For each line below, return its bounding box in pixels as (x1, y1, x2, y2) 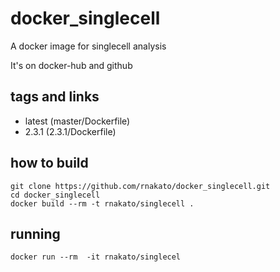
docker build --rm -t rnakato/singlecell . (10, 198, 195, 209)
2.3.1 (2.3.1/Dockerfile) (24, 125, 117, 137)
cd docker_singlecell (10, 190, 101, 200)
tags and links (10, 88, 100, 106)
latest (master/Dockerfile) (24, 115, 131, 127)
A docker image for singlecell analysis (10, 40, 167, 52)
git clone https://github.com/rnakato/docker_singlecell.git (10, 181, 271, 191)
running (10, 225, 61, 242)
